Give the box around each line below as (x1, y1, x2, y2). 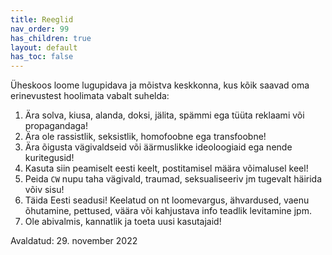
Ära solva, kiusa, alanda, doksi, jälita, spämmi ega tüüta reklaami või (24, 109, 305, 121)
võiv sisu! (24, 184, 65, 196)
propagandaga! (24, 120, 88, 132)
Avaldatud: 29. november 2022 (10, 235, 138, 247)
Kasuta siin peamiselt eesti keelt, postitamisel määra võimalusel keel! (24, 162, 309, 175)
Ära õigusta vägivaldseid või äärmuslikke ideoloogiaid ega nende (24, 141, 293, 153)
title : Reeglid (10, 14, 74, 25)
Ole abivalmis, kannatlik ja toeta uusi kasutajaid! (24, 216, 222, 228)
